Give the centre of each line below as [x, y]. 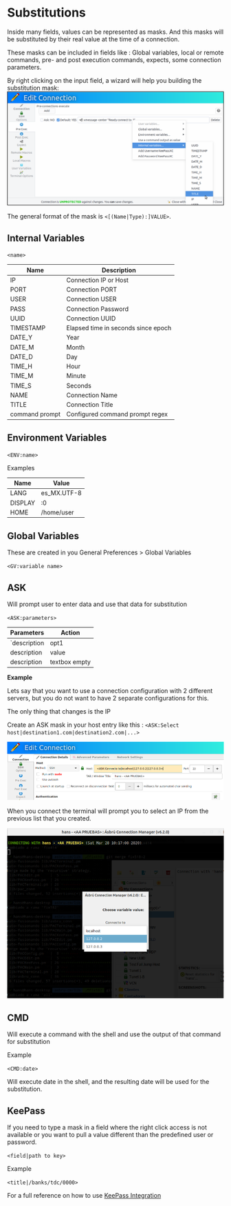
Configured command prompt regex [117, 414]
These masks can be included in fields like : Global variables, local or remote [115, 52]
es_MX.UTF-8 [62, 493]
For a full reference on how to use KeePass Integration [84, 1196]
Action [70, 633]
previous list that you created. [49, 818]
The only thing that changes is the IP [59, 711]
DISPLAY [23, 503]
